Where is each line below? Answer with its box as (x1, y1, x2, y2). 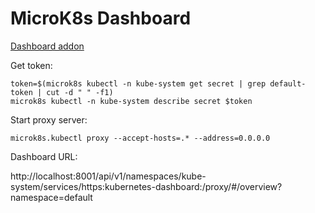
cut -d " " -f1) (46, 87, 114, 97)
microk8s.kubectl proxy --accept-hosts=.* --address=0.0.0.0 (10, 133, 271, 143)
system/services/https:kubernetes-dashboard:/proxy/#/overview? (10, 180, 283, 192)
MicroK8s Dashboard (10, 7, 192, 30)
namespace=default (10, 191, 93, 203)
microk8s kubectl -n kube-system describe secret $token (10, 96, 253, 106)
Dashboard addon (10, 40, 85, 52)
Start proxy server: (10, 113, 88, 126)
